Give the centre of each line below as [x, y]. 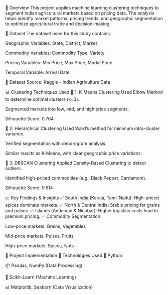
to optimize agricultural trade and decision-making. [58, 24]
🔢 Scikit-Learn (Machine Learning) [41, 277]
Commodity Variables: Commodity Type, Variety [55, 53]
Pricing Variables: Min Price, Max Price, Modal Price [59, 62]
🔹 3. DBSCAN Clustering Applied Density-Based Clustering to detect [76, 163]
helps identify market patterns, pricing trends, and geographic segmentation [84, 18]
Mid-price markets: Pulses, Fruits [39, 236]
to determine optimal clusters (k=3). [42, 99]
